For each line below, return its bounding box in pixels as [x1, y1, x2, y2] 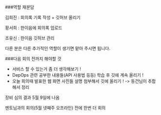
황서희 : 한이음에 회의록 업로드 [5, 25, 62, 31]
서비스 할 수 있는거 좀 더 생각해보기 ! [12, 66, 81, 72]
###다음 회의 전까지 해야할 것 [5, 56, 62, 62]
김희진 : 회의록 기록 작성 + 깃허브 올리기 [5, 15, 80, 20]
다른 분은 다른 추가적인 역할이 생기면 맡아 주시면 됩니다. [5, 46, 111, 51]
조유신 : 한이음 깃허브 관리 [5, 35, 55, 41]
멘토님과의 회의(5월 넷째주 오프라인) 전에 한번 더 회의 [5, 105, 106, 111]
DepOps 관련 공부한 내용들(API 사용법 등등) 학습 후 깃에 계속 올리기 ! [12, 72, 144, 78]
